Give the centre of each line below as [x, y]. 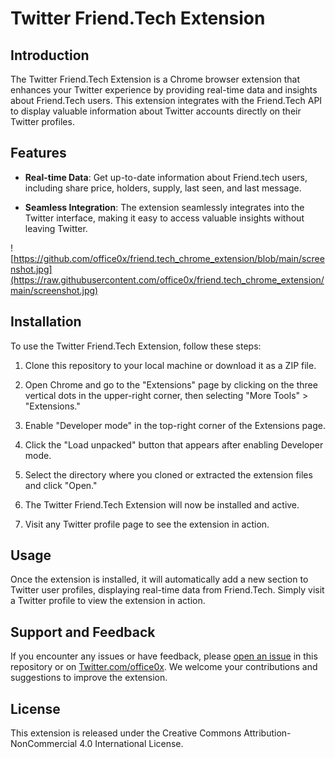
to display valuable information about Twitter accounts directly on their [156, 111]
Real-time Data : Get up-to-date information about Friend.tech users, [166, 177]
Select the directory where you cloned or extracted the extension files [168, 474]
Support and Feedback [83, 632]
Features [38, 153]
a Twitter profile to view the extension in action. [108, 601]
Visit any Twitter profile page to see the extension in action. [147, 524]
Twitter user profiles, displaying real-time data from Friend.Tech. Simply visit [167, 590]
